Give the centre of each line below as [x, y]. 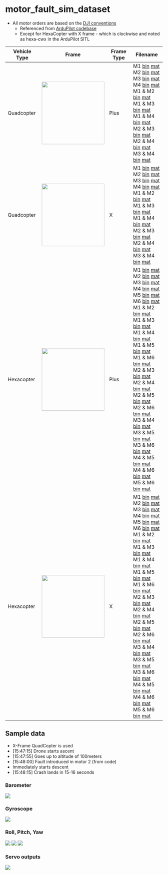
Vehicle [22, 51]
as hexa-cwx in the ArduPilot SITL [55, 39]
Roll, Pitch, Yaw [24, 832]
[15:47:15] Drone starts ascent [43, 751]
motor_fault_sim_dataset [58, 9]
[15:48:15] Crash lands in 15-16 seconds [53, 772]
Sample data [25, 734]
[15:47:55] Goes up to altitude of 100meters [57, 756]
